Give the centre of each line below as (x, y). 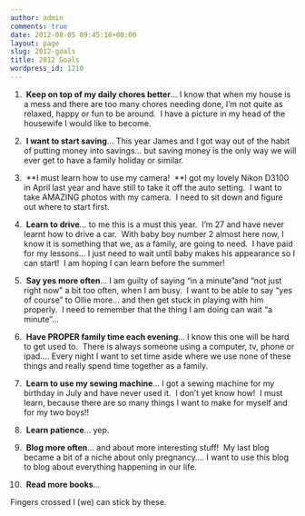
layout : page (35, 43)
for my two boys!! (56, 412)
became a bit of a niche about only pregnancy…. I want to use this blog (156, 457)
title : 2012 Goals (45, 60)
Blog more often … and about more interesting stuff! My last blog (148, 447)
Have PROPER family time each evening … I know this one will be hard (157, 336)
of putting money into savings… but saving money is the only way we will (160, 150)
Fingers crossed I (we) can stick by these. (89, 501)
